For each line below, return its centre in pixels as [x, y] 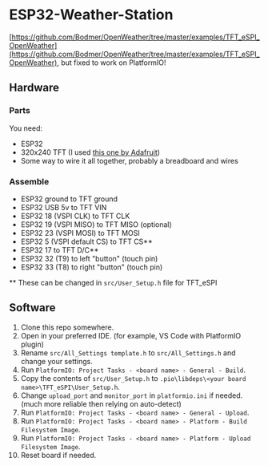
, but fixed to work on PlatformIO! [111, 63]
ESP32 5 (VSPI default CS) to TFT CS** [86, 241]
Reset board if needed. [58, 455]
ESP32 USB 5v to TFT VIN [64, 207]
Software [32, 308]
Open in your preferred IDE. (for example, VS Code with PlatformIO [131, 335]
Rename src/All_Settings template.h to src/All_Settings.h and [128, 353]
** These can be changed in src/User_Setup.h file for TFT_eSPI [113, 282]
